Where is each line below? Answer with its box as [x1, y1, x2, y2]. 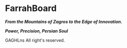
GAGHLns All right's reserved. [5, 37, 65, 43]
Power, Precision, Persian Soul [5, 28, 68, 34]
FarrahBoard [5, 3, 57, 14]
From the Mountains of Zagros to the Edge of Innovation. [5, 19, 123, 24]
